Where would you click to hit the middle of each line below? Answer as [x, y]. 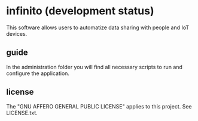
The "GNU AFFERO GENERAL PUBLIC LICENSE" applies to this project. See [99, 106]
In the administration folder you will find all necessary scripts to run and [94, 67]
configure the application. [38, 73]
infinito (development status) [80, 11]
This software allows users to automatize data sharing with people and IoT [98, 27]
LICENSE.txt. [22, 113]
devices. [17, 33]
